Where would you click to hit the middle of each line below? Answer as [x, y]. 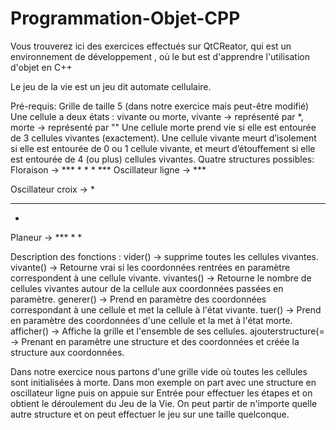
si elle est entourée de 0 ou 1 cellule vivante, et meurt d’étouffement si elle [163, 148]
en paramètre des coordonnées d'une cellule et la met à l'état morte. [151, 320]
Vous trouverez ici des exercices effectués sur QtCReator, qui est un [151, 46]
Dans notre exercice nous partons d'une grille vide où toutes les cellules [159, 371]
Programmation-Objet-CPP [125, 18]
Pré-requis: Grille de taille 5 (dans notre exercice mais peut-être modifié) [160, 106]
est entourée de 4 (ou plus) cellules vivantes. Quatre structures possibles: [162, 159]
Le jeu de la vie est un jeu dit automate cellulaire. [111, 86]
